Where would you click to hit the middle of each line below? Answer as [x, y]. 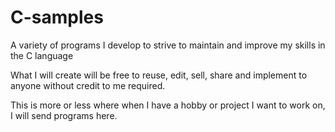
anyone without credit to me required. [88, 85]
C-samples [57, 17]
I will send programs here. [64, 115]
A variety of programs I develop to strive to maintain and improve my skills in [168, 45]
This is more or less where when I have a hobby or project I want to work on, [168, 105]
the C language [42, 55]
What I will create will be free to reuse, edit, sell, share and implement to [159, 75]
